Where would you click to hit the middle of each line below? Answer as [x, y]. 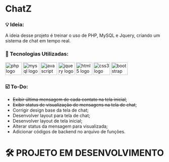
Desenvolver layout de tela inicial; [47, 121]
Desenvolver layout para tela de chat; [51, 116]
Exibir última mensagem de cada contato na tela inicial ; [70, 99]
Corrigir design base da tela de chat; [51, 110]
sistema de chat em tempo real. [38, 41]
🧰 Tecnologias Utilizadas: [37, 54]
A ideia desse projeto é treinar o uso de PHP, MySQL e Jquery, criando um [83, 35]
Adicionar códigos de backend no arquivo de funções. [69, 132]
